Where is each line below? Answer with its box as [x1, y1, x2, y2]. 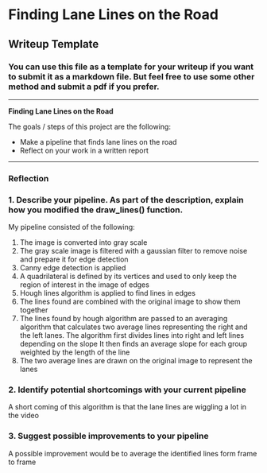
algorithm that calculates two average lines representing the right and [19, 322, 248, 331]
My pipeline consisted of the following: [8, 223, 135, 232]
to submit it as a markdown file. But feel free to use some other [8, 71, 255, 82]
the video [8, 411, 40, 421]
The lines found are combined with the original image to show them [19, 297, 241, 307]
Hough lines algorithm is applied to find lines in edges [19, 289, 196, 298]
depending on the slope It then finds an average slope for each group [19, 339, 248, 349]
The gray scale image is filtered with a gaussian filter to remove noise [19, 246, 248, 256]
